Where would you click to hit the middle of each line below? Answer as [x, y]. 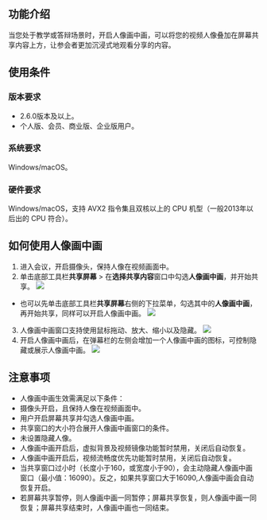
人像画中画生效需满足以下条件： [72, 398]
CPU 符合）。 [52, 219]
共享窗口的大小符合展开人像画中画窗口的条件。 [96, 428]
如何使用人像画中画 [55, 246]
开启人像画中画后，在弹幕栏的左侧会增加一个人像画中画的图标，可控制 [135, 340]
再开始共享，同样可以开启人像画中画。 [82, 313]
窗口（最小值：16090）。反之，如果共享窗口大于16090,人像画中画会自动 [137, 477]
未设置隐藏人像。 [48, 438]
